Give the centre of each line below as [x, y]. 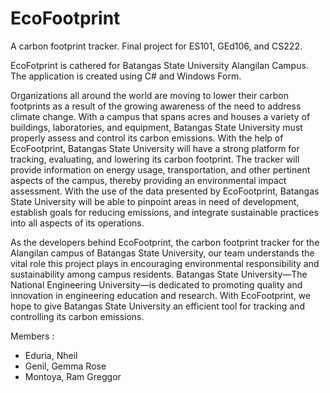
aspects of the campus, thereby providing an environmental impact [148, 180]
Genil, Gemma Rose [65, 366]
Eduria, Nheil [51, 355]
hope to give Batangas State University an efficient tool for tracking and [157, 306]
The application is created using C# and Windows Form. [126, 76]
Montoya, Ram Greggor [73, 376]
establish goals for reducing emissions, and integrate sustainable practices [164, 212]
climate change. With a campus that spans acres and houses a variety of [160, 116]
